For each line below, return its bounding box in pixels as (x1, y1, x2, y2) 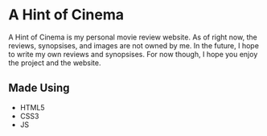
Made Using (8, 81, 70, 95)
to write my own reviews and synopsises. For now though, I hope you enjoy (8, 49, 258, 59)
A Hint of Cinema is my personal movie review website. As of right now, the (8, 32, 257, 42)
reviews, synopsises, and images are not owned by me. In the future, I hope (8, 40, 260, 50)
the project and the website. (8, 58, 101, 68)
